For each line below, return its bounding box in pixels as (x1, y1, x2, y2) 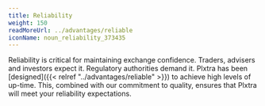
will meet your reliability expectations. (8, 89, 132, 99)
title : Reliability (8, 11, 73, 20)
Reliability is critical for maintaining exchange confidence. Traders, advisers (8, 55, 255, 65)
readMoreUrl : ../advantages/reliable (8, 26, 133, 34)
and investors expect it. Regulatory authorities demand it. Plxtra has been (8, 64, 248, 74)
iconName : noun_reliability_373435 (8, 33, 126, 42)
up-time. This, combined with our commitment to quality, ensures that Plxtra (8, 81, 258, 90)
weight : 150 (8, 19, 48, 27)
